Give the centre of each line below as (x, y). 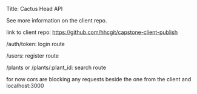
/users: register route (33, 56)
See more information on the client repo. (57, 20)
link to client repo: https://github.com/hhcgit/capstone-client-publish (92, 32)
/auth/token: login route (35, 44)
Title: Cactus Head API (35, 9)
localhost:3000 (25, 86)
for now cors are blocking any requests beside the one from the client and (99, 79)
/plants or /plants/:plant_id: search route (56, 67)
